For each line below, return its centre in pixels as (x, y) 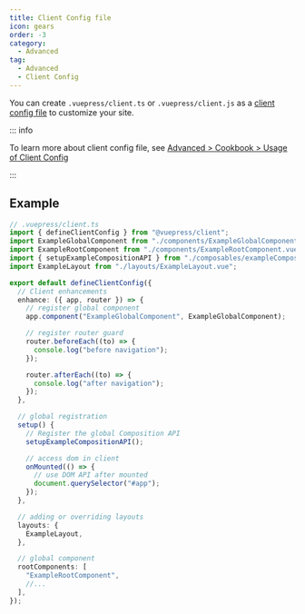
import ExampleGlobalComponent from (79, 242)
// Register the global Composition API (103, 433)
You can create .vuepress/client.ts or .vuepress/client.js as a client (142, 103)
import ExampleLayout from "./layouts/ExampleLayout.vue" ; (123, 266)
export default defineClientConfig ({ (81, 282)
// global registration (62, 417)
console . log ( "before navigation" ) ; (101, 350)
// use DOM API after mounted (90, 475)
